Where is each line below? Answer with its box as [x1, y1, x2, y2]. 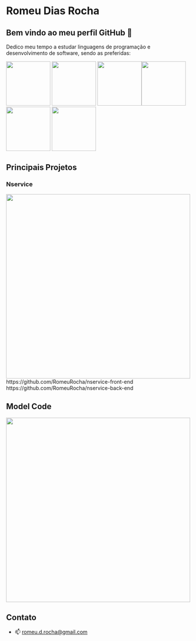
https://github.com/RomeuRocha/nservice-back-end [6, 384, 134, 391]
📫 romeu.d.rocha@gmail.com [14, 629, 88, 636]
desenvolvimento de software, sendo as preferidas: [6, 50, 131, 57]
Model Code [6, 401, 52, 411]
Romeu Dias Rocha [6, 4, 100, 18]
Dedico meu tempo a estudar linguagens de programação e [6, 43, 151, 50]
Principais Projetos [6, 162, 77, 172]
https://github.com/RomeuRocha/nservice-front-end [6, 378, 134, 385]
